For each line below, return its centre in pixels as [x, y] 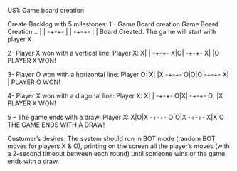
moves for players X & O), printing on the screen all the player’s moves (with [118, 146]
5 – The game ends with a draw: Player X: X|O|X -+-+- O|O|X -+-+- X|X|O [116, 117]
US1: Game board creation [46, 10]
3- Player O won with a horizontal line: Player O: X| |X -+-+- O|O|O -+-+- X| [118, 74]
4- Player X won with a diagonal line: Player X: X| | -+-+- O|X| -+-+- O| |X [115, 96]
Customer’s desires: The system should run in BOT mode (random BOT [111, 139]
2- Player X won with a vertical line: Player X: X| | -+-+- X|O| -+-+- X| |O [114, 53]
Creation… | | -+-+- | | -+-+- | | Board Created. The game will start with [112, 32]
